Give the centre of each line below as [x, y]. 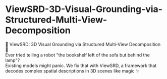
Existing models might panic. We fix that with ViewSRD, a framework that [81, 65]
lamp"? [13, 60]
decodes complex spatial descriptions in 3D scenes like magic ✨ [72, 70]
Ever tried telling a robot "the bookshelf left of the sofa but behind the [77, 55]
